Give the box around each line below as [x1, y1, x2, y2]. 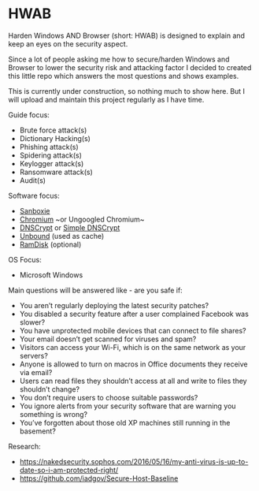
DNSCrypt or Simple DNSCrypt [19, 222, 120, 232]
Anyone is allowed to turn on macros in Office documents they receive [19, 359, 248, 369]
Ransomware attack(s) [19, 167, 93, 177]
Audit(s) [19, 175, 46, 185]
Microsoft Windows [19, 270, 83, 280]
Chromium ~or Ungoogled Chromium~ [19, 214, 145, 224]
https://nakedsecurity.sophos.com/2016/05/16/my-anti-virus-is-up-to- [19, 456, 249, 466]
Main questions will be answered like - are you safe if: [8, 285, 183, 295]
